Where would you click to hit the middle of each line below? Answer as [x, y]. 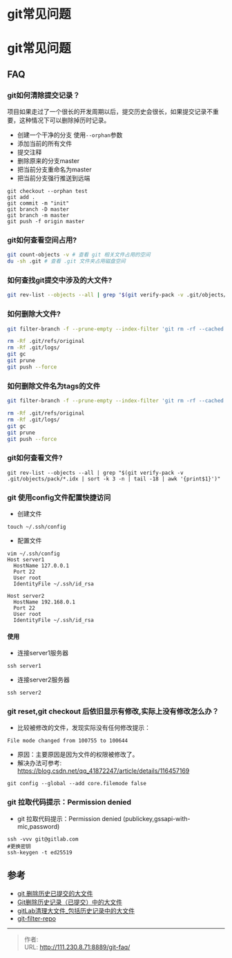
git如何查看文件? [35, 458]
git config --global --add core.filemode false [77, 784]
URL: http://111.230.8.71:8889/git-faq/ [77, 947]
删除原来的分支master [48, 161]
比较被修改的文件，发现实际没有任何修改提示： [84, 728]
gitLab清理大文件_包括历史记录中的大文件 [76, 910]
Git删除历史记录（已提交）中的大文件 [70, 902]
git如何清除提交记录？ [43, 95]
